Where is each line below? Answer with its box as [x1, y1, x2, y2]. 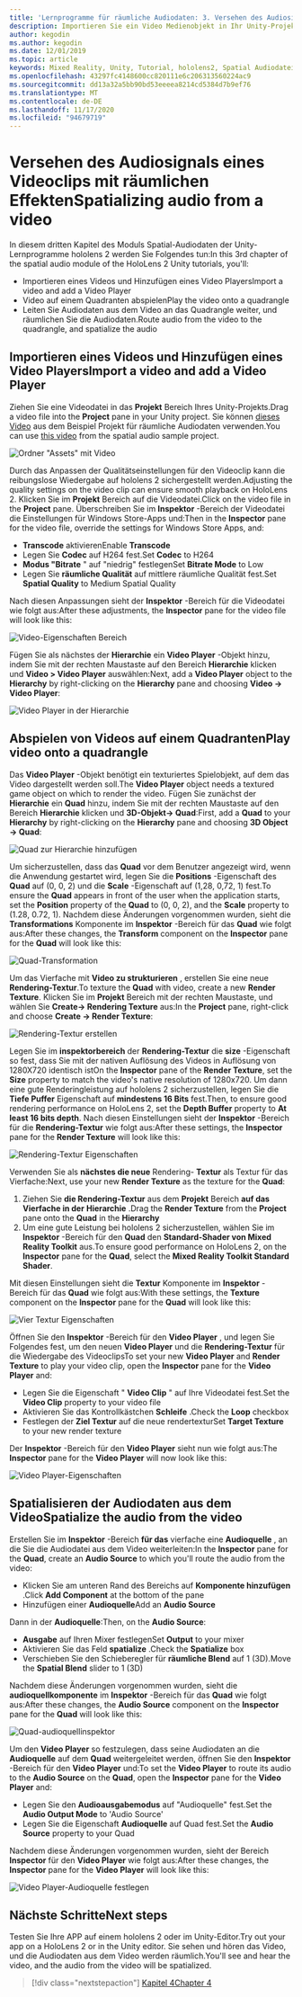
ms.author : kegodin [9, 38, 83, 48]
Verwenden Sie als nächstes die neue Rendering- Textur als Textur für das [9, 1166, 289, 1177]
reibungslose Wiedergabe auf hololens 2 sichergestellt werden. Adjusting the [9, 474, 293, 486]
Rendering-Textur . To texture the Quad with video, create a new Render [9, 982, 276, 993]
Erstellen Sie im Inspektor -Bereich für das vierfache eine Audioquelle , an [9, 1534, 288, 1545]
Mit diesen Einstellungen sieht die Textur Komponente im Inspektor [9, 1278, 261, 1288]
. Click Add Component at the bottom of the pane [22, 1589, 205, 1600]
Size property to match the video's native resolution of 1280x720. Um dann [9, 1074, 288, 1084]
